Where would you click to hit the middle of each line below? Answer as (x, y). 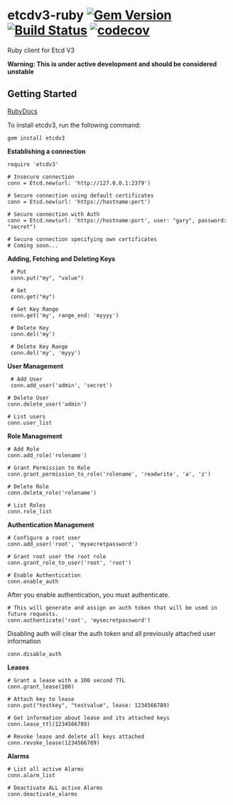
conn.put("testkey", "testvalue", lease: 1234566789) (89, 705)
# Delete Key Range (39, 347)
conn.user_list (30, 423)
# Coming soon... (33, 245)
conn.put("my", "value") (47, 278)
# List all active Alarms (45, 769)
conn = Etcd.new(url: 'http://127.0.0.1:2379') (79, 183)
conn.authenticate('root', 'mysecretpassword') (79, 620)
